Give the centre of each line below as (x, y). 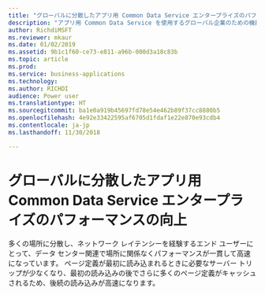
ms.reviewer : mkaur (40, 37)
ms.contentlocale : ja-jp (49, 125)
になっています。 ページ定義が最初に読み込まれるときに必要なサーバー (123, 263)
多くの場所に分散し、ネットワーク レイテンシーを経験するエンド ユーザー (127, 243)
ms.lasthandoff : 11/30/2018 (54, 132)
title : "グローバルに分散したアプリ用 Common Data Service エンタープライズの (127, 15)
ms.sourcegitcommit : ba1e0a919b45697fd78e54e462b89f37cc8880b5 (114, 111)
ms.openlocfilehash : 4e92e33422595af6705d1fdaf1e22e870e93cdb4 (114, 118)
